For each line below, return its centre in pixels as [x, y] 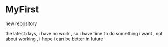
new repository [21, 24]
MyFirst [22, 9]
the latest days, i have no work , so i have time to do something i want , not [84, 33]
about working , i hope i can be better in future [54, 39]
